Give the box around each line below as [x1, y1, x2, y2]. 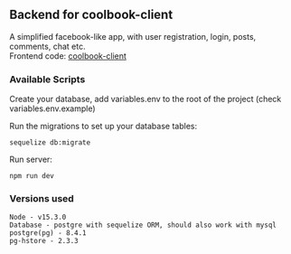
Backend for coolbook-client [9, 7, 174, 23]
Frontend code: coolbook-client [9, 50, 127, 61]
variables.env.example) [9, 103, 97, 114]
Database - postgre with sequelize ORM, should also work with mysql [9, 221, 277, 230]
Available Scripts [9, 72, 86, 85]
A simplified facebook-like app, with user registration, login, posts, [9, 31, 257, 42]
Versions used [9, 193, 74, 205]
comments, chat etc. [9, 41, 86, 52]
